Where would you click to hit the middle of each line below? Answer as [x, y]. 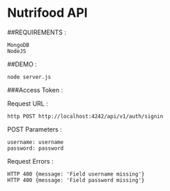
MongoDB [18, 45]
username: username [36, 142]
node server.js [29, 77]
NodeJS [17, 51]
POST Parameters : [35, 129]
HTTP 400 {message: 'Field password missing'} [76, 180]
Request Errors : [30, 161]
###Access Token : [35, 90]
